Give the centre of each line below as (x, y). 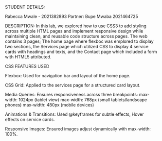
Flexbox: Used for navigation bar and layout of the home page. (68, 76)
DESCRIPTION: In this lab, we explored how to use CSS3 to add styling (76, 26)
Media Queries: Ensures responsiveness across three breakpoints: (72, 95)
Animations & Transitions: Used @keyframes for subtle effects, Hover (74, 114)
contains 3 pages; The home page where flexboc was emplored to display (80, 41)
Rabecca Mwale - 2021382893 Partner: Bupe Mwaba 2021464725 (72, 16)
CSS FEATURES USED (27, 66)
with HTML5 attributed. (28, 57)
